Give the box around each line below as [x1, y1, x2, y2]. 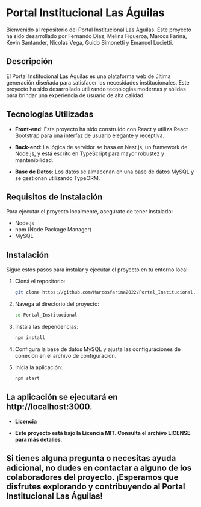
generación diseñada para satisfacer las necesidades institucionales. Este [6, 79, 190, 86]
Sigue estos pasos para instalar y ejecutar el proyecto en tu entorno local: [6, 266, 190, 273]
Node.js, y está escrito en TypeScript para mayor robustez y [14, 150, 164, 157]
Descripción [6, 56, 53, 66]
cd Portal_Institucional [14, 312, 78, 318]
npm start [14, 375, 40, 381]
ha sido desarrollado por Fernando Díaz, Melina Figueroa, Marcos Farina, [6, 32, 187, 39]
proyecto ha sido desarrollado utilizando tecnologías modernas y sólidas [6, 85, 187, 92]
